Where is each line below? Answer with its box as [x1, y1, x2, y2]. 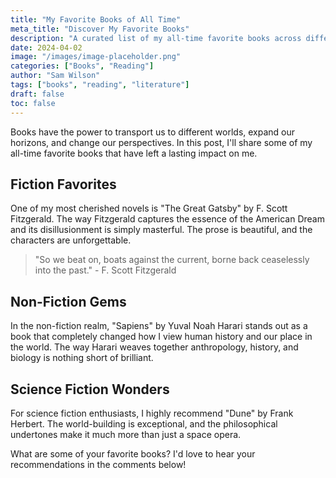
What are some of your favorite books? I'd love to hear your [10, 447, 256, 460]
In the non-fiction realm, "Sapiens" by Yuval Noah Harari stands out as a [10, 320, 308, 332]
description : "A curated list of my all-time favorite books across [10, 33, 302, 43]
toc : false [10, 98, 56, 108]
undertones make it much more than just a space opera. [10, 428, 242, 440]
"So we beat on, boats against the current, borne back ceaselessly [34, 254, 310, 266]
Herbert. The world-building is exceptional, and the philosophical [10, 417, 278, 430]
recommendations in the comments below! [10, 458, 187, 470]
